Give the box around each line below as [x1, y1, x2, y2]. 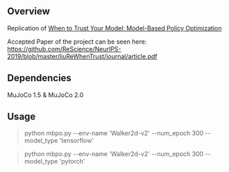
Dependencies [7, 72, 71, 84]
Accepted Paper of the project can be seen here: [7, 37, 147, 46]
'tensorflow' [59, 137, 94, 145]
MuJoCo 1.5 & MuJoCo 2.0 [7, 90, 84, 99]
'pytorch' [59, 157, 85, 166]
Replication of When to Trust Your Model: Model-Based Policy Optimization [7, 24, 222, 32]
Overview [7, 6, 51, 17]
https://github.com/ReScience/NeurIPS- [7, 44, 121, 53]
